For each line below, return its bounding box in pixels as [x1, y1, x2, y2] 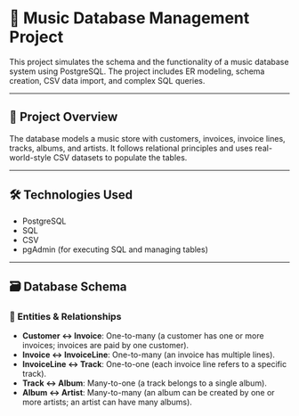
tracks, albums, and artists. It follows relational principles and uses [9, 143, 254, 153]
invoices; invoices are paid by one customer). [21, 340, 190, 351]
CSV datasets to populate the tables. [53, 151, 188, 163]
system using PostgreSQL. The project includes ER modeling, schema [9, 66, 265, 77]
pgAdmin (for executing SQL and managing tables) [21, 244, 209, 255]
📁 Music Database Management [9, 8, 250, 29]
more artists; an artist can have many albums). [21, 396, 193, 408]
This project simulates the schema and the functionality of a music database [9, 56, 289, 67]
